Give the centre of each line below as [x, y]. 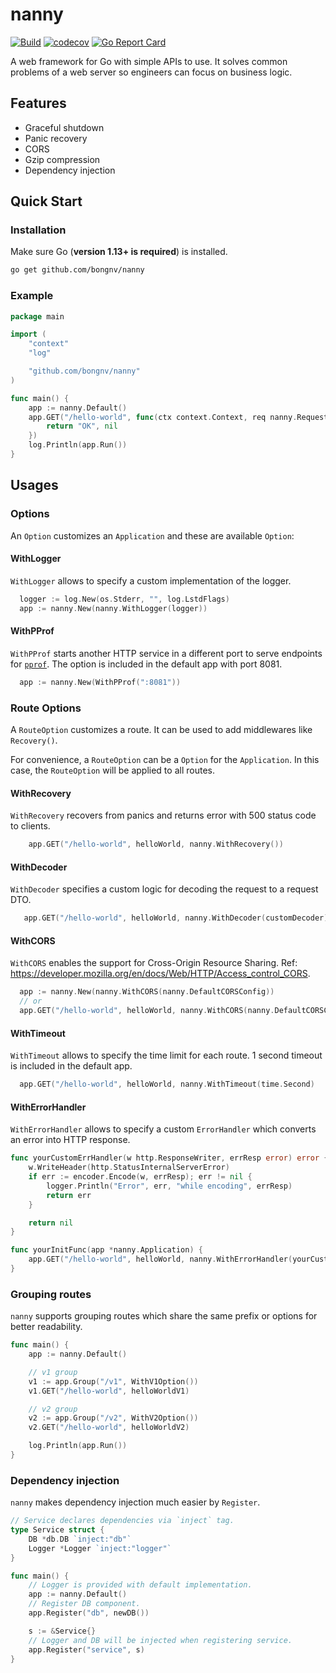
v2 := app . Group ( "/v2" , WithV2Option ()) [113, 1418]
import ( [28, 334]
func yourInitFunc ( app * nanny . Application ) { [106, 1250]
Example [32, 296]
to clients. [30, 826]
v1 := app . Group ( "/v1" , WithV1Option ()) [113, 1381]
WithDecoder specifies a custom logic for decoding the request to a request [164, 889]
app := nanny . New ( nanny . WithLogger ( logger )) [113, 608]
